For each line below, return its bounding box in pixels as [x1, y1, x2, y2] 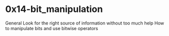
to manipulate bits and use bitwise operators [5, 25, 98, 31]
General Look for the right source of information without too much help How [5, 20, 164, 26]
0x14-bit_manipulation [5, 3, 103, 15]
